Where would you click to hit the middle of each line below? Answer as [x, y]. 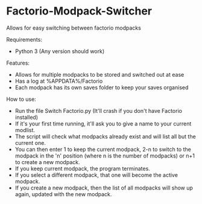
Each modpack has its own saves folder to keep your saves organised [102, 87]
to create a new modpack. [47, 162]
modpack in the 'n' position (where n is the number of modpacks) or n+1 [105, 156]
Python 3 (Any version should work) [60, 51]
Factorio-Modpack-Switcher [79, 11]
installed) [26, 117]
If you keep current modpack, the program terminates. [83, 168]
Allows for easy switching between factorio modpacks [74, 28]
